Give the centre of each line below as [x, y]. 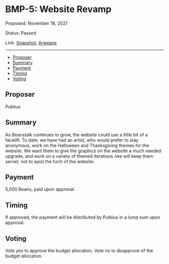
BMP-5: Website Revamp [58, 9]
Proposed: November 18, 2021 [36, 23]
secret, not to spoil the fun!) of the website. [50, 161]
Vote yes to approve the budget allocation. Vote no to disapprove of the [79, 251]
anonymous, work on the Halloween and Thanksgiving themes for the [77, 145]
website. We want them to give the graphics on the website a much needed [83, 151]
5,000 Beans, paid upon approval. [40, 189]
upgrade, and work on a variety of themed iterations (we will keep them [79, 156]
